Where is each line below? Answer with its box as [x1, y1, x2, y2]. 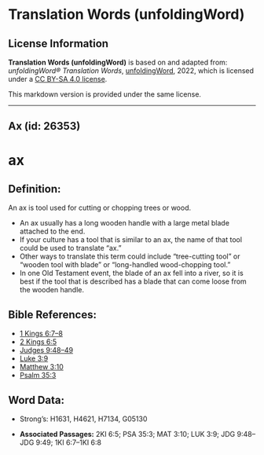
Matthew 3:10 [19, 362, 64, 372]
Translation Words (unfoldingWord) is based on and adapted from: [8, 57, 228, 67]
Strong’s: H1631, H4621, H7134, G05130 [19, 414, 148, 424]
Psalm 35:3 [19, 371, 57, 380]
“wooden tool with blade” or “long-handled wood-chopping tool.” [19, 260, 231, 270]
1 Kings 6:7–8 [19, 328, 63, 339]
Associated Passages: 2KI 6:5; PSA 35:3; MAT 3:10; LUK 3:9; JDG [19, 430, 236, 439]
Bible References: [8, 308, 97, 321]
